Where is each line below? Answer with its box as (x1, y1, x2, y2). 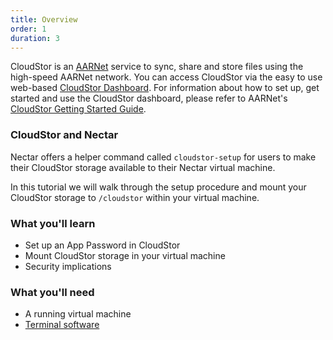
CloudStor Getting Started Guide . (10, 103, 147, 115)
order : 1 (10, 24, 47, 34)
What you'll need (10, 285, 95, 299)
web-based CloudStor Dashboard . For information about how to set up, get (10, 82, 320, 94)
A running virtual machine (24, 308, 132, 320)
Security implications (24, 260, 112, 272)
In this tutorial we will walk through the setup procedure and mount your (10, 181, 307, 193)
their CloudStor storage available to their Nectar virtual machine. (10, 161, 276, 173)
